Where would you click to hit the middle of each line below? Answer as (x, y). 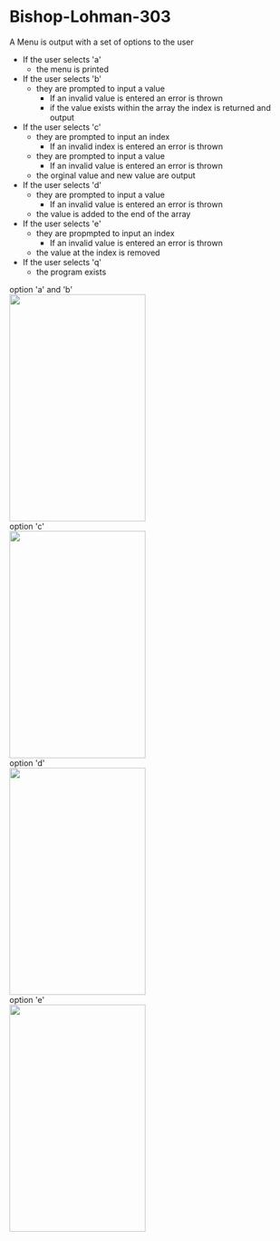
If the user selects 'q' (62, 262)
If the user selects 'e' (62, 223)
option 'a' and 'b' (41, 289)
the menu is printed (72, 69)
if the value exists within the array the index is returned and (160, 107)
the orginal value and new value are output (116, 175)
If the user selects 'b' (62, 78)
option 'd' (27, 763)
